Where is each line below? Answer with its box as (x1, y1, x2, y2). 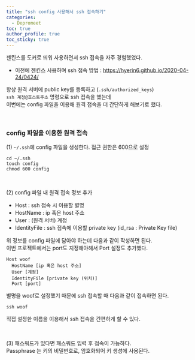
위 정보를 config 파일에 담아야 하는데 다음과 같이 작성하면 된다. (6, 237, 153, 244)
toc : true (6, 25, 31, 32)
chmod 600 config (6, 166, 50, 172)
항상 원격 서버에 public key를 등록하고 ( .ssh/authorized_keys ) (6, 86, 154, 93)
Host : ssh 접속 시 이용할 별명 (14, 202, 85, 209)
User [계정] (11, 269, 39, 275)
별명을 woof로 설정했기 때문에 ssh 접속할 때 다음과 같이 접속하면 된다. (6, 292, 169, 299)
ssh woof (6, 304, 28, 310)
